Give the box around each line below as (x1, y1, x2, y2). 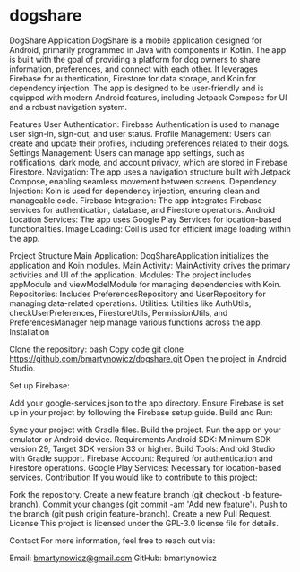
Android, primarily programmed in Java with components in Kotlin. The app (9, 44, 287, 55)
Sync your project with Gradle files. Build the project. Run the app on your (9, 424, 281, 435)
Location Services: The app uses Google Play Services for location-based (9, 214, 282, 225)
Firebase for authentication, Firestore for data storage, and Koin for (9, 73, 257, 83)
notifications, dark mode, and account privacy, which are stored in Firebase (9, 157, 288, 167)
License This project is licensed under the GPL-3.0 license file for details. (9, 517, 279, 528)
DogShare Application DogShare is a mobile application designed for (9, 35, 262, 46)
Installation (9, 326, 50, 337)
